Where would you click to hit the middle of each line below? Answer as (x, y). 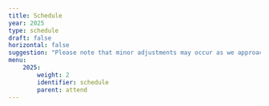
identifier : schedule (73, 82)
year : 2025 (26, 23)
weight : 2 (53, 75)
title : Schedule (35, 16)
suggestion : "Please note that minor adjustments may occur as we (121, 53)
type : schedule (34, 30)
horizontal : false (39, 45)
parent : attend (62, 90)
